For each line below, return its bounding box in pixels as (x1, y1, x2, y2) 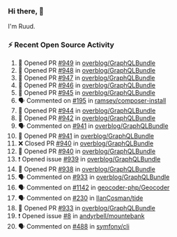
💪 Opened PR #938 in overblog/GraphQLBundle (17, 164, 155, 173)
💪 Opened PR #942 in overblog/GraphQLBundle (17, 113, 156, 122)
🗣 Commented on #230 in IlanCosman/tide (17, 194, 144, 202)
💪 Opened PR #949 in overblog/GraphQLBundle (17, 59, 156, 67)
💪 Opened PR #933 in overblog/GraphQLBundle (17, 203, 155, 212)
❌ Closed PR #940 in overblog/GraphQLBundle (17, 139, 154, 148)
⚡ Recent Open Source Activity (8, 40, 114, 50)
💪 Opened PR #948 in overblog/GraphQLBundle (17, 66, 156, 74)
